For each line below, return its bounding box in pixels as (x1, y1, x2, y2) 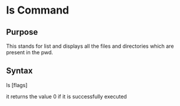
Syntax (6, 66, 33, 76)
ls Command (6, 4, 70, 17)
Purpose (6, 27, 38, 37)
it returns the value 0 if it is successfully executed (6, 92, 127, 100)
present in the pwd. (6, 49, 53, 56)
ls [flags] (6, 81, 28, 88)
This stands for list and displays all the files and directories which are (6, 42, 174, 49)
